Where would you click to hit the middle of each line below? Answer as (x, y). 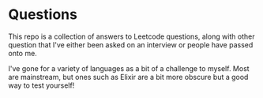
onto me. (23, 53)
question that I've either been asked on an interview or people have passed (131, 44)
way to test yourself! (41, 85)
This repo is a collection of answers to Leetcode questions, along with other (131, 36)
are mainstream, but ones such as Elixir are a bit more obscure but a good (128, 77)
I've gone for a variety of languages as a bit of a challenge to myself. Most (129, 68)
